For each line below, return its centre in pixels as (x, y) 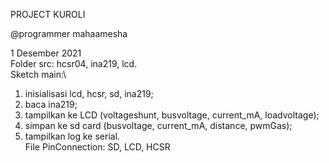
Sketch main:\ (38, 74)
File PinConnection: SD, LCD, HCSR (97, 147)
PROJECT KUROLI (48, 14)
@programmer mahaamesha (69, 33)
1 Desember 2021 (46, 53)
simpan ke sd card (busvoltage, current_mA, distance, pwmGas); (158, 125)
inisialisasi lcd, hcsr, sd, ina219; (89, 93)
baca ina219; (51, 104)
